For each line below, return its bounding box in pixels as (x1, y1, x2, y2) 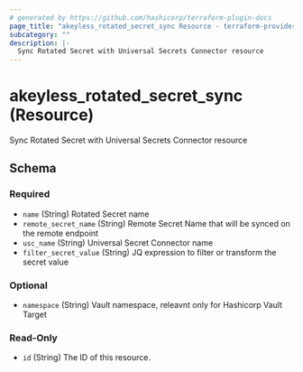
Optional (9, 279, 48, 292)
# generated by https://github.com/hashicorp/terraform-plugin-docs (9, 13, 272, 23)
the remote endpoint (22, 228, 99, 238)
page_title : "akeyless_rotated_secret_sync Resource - (9, 22, 220, 31)
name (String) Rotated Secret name (22, 209, 150, 219)
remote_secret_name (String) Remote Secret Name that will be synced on (22, 218, 291, 228)
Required (9, 188, 50, 200)
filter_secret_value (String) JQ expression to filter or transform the (22, 246, 277, 257)
